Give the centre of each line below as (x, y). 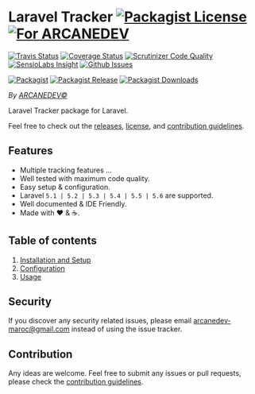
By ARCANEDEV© (38, 95)
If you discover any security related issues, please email (100, 321)
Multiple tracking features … (66, 170)
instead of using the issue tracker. (127, 329)
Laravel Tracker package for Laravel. (68, 110)
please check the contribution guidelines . (76, 382)
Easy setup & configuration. (65, 187)
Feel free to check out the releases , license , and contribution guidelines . (126, 126)
